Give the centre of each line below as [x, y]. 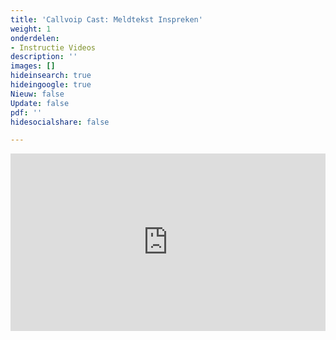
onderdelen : [35, 38]
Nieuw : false [37, 94]
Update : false [40, 103]
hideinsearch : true [51, 76]
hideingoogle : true [51, 85]
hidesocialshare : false [60, 122]
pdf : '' [26, 112]
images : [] [33, 66]
